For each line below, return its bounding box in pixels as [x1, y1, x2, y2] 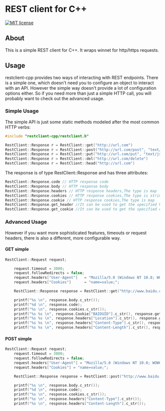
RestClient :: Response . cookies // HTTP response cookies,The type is [5, 193, 148, 198]
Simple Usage [5, 107, 39, 114]
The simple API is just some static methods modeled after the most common [5, 119, 160, 125]
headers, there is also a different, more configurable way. [5, 235, 121, 241]
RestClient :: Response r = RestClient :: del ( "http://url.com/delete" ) [5, 156, 148, 161]
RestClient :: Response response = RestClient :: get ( [14, 289, 120, 294]
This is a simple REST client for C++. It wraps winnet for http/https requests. [5, 47, 160, 53]
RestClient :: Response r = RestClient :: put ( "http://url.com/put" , [5, 152, 141, 157]
